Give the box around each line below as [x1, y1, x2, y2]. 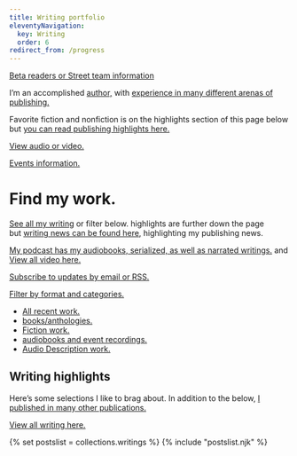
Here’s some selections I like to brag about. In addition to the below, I [9, 392, 261, 404]
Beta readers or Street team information [9, 70, 155, 81]
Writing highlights [9, 369, 111, 384]
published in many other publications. [9, 402, 147, 413]
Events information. [9, 158, 81, 169]
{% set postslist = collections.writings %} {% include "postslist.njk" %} [9, 436, 268, 447]
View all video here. [9, 255, 82, 265]
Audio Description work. [21, 343, 111, 355]
